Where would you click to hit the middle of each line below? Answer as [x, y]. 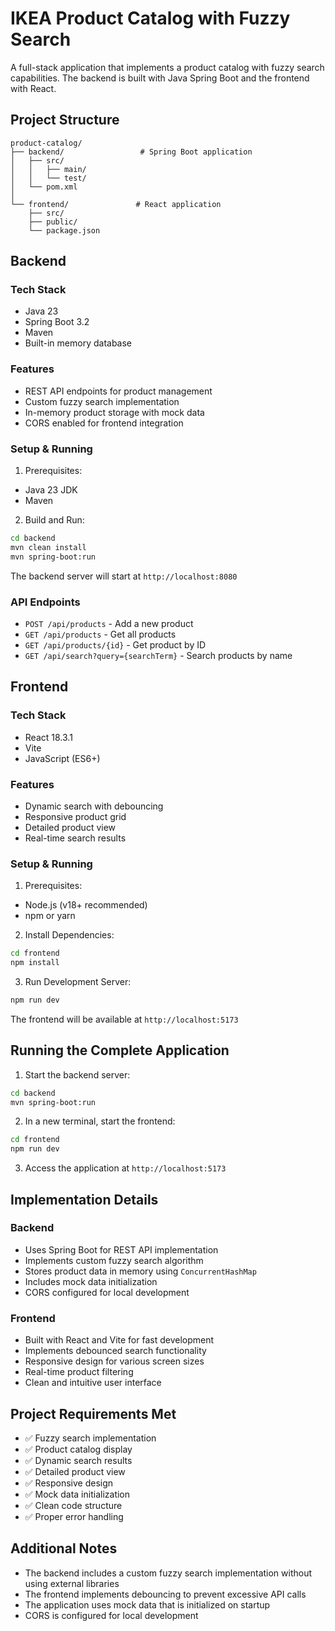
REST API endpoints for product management [118, 391]
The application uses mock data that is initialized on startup [147, 1604]
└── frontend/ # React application [116, 204]
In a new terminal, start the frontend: [100, 1121]
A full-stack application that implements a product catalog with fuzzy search [167, 67]
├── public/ [53, 222]
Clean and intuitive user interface [93, 1383]
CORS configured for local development [107, 1292]
